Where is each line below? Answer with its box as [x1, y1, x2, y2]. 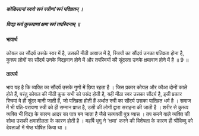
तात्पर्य [6, 70, 18, 77]
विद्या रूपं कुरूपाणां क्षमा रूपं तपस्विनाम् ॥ [6, 20, 80, 27]
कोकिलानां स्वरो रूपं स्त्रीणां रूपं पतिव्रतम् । [6, 5, 83, 12]
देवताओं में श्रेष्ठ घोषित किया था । [6, 124, 67, 131]
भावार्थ [6, 36, 18, 43]
